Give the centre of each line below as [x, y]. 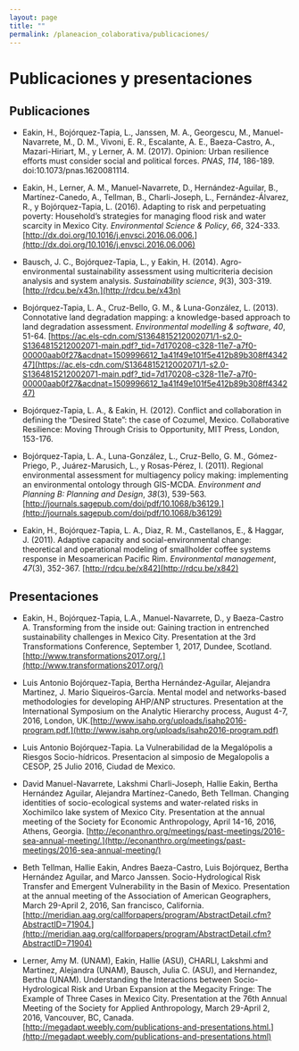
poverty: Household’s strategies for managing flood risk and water [144, 216]
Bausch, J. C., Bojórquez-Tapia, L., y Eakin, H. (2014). [120, 262]
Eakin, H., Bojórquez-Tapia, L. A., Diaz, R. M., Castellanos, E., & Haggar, [153, 530]
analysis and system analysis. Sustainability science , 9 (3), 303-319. [147, 281]
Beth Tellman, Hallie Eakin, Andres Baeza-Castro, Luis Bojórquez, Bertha [155, 868]
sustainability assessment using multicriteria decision [175, 271]
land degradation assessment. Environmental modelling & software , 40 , [154, 327]
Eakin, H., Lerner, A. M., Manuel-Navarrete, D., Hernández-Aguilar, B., [150, 188]
